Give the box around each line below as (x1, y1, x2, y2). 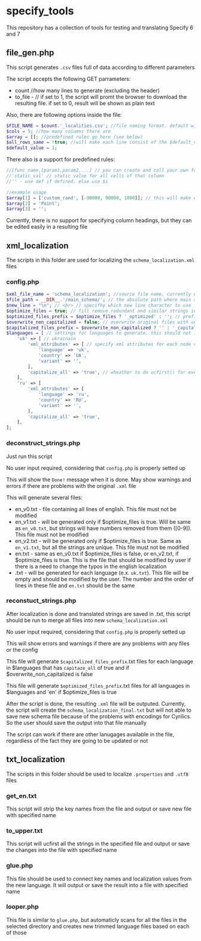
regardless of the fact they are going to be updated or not (6, 737, 148, 744)
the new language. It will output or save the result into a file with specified (6, 881, 188, 888)
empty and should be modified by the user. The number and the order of (14, 575, 194, 582)
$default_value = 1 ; (6, 145, 58, 151)
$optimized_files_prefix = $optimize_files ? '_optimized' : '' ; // (6, 313, 181, 320)
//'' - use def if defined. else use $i (6, 178, 109, 184)
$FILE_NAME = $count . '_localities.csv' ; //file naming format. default (6, 123, 188, 129)
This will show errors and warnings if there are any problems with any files (6, 639, 190, 647)
